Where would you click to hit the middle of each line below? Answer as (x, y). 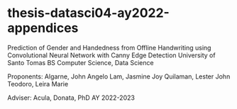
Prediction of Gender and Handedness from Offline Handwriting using (109, 47)
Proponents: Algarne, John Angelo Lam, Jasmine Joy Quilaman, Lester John (119, 76)
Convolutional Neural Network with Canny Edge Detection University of (111, 55)
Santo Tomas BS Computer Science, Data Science (81, 62)
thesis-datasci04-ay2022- (89, 13)
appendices (43, 28)
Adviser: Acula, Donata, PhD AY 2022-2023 (71, 98)
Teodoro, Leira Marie (38, 84)
